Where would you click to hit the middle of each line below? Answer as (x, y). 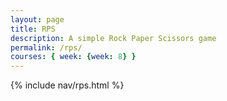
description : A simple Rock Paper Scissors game (113, 38)
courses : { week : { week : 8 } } (73, 57)
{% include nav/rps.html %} (67, 85)
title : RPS (33, 29)
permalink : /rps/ (46, 47)
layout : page (37, 19)
